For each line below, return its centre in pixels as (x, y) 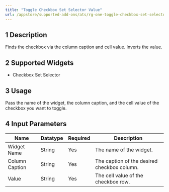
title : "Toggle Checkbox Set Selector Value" (54, 10)
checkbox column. (117, 167)
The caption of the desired (126, 161)
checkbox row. (112, 181)
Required (79, 138)
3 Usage (18, 91)
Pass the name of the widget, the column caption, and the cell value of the (82, 103)
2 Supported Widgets (39, 63)
